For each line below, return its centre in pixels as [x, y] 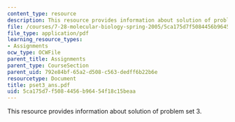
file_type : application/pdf [48, 33]
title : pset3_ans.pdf [39, 85]
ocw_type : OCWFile [34, 53]
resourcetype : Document [42, 78]
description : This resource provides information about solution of [109, 20]
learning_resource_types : [45, 40]
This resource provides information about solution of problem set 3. [105, 112]
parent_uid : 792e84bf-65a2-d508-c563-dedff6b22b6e [83, 72]
